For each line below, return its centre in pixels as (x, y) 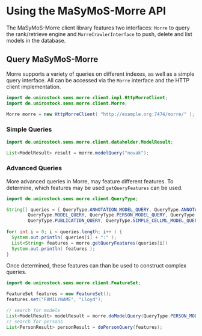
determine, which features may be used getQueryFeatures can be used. (95, 188)
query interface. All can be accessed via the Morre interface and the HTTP (98, 80)
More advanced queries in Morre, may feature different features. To (90, 181)
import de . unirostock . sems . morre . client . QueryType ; (72, 199)
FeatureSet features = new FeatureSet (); (59, 294)
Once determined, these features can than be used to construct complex (96, 266)
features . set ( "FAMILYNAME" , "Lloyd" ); (55, 300)
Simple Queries (29, 129)
